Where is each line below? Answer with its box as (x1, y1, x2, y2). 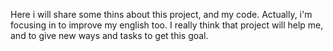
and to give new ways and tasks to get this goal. (10, 30, 209, 41)
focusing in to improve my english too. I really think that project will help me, (10, 19, 324, 31)
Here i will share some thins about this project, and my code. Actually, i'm (10, 9, 313, 20)
